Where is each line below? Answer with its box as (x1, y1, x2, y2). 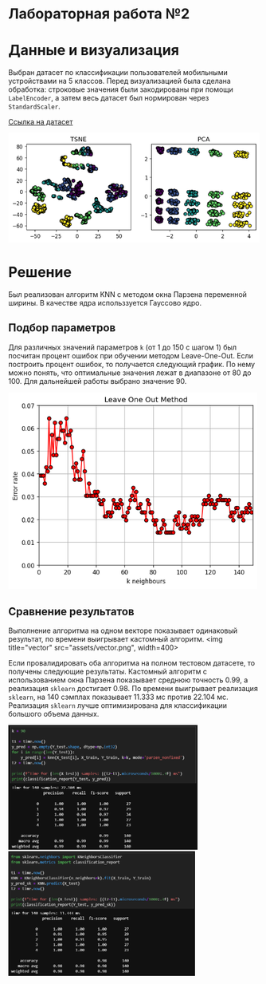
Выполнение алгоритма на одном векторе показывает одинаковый (8, 626, 238, 635)
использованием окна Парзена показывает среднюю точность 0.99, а (8, 675, 248, 685)
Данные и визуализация (8, 41, 179, 60)
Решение (8, 263, 72, 282)
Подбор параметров (8, 321, 116, 335)
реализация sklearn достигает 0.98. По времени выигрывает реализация (8, 683, 259, 693)
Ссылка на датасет (8, 117, 73, 127)
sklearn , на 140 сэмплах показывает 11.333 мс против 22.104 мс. (8, 692, 229, 701)
